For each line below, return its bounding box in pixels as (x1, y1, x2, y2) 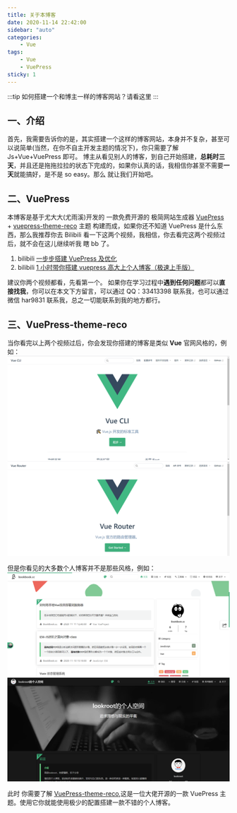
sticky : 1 (7, 71, 37, 78)
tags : (7, 49, 23, 56)
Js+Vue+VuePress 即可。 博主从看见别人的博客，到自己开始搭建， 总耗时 (7, 153, 219, 161)
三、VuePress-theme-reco (7, 319, 128, 331)
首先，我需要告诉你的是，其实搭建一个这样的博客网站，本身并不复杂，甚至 (7, 135, 224, 143)
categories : (7, 34, 42, 41)
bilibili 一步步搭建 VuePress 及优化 (17, 254, 118, 263)
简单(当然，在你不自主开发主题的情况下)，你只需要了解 (19, 143, 179, 152)
